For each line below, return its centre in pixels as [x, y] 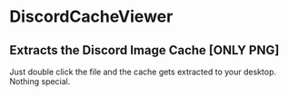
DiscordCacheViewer [91, 17]
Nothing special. [40, 82]
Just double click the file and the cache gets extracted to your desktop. [143, 72]
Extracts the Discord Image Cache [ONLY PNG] [144, 50]
